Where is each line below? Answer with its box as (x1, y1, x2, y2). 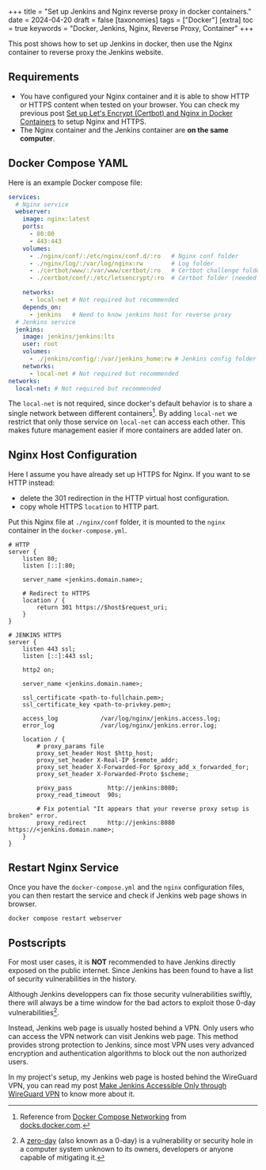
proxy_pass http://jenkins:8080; (36, 783, 179, 792)
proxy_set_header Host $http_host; (36, 749, 154, 757)
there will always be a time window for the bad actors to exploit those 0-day (8, 998, 256, 1007)
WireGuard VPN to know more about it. (8, 1089, 135, 1099)
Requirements (8, 71, 79, 84)
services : (8, 193, 41, 201)
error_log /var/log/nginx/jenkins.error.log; (22, 722, 218, 729)
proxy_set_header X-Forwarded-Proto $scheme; (36, 770, 190, 778)
